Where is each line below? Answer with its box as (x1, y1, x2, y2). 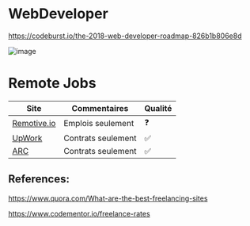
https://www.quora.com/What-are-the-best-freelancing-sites (8, 193, 208, 203)
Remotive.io (12, 118, 56, 129)
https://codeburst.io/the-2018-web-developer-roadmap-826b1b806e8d (8, 31, 242, 40)
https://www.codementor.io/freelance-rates (8, 209, 150, 218)
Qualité (144, 102, 172, 113)
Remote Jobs (8, 75, 97, 92)
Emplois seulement (62, 118, 134, 129)
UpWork (12, 132, 43, 144)
